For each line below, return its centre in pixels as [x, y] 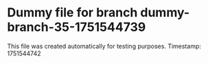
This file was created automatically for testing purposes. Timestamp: [104, 46]
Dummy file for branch [72, 13]
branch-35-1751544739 [77, 27]
